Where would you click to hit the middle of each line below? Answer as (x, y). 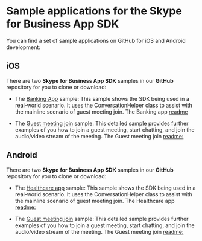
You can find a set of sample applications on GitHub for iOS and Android (96, 40)
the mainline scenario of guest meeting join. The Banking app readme (101, 111)
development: (23, 47)
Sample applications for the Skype (94, 11)
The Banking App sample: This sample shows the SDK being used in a (102, 98)
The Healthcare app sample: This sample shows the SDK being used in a (105, 188)
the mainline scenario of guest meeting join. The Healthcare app (95, 201)
